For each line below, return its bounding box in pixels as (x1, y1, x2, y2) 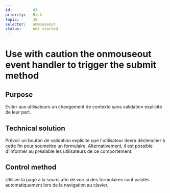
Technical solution (5, 124, 65, 132)
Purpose (5, 90, 33, 99)
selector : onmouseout (5, 21, 56, 27)
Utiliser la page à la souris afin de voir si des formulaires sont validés (5, 176, 150, 182)
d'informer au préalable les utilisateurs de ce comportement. (5, 148, 133, 154)
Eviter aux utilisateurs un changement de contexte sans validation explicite (5, 104, 162, 110)
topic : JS (5, 17, 38, 22)
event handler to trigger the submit (5, 59, 157, 71)
